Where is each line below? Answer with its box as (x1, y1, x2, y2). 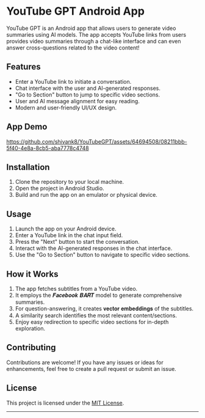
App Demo (6, 122, 48, 132)
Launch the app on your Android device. (15, 225, 117, 233)
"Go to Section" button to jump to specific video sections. (15, 90, 160, 98)
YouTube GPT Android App (6, 4, 145, 18)
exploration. (15, 325, 46, 332)
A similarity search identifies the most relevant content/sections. (15, 312, 177, 319)
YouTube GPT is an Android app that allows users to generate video (6, 24, 176, 32)
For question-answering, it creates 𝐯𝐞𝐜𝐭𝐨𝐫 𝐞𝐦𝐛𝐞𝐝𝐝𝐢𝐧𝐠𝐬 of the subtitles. (15, 305, 194, 312)
